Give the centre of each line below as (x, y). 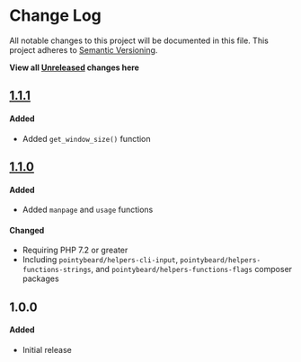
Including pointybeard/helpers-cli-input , (100, 260)
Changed (27, 230)
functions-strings (57, 270)
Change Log (55, 16)
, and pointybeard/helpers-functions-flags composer (192, 269)
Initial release (47, 349)
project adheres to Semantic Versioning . (84, 49)
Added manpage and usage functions (88, 210)
